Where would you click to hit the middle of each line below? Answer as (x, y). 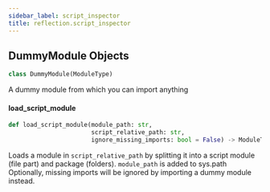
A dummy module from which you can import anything (98, 90)
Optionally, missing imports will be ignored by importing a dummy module (130, 173)
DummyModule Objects (69, 56)
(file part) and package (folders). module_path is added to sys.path (118, 164)
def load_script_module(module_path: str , (80, 125)
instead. (22, 181)
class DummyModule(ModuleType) (61, 74)
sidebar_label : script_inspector (64, 16)
